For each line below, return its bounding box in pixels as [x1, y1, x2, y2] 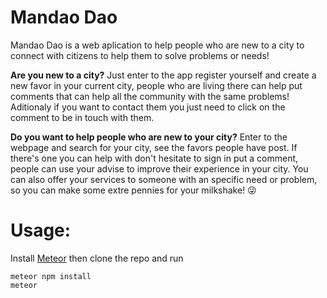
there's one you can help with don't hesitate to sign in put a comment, [10, 152, 299, 164]
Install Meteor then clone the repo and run [10, 252, 184, 264]
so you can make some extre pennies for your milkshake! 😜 [10, 184, 257, 196]
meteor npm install [10, 271, 92, 281]
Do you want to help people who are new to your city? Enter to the [10, 131, 288, 143]
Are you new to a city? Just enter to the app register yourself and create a [10, 69, 317, 81]
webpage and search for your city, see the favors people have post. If [10, 141, 298, 153]
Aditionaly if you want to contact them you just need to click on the [10, 101, 286, 113]
